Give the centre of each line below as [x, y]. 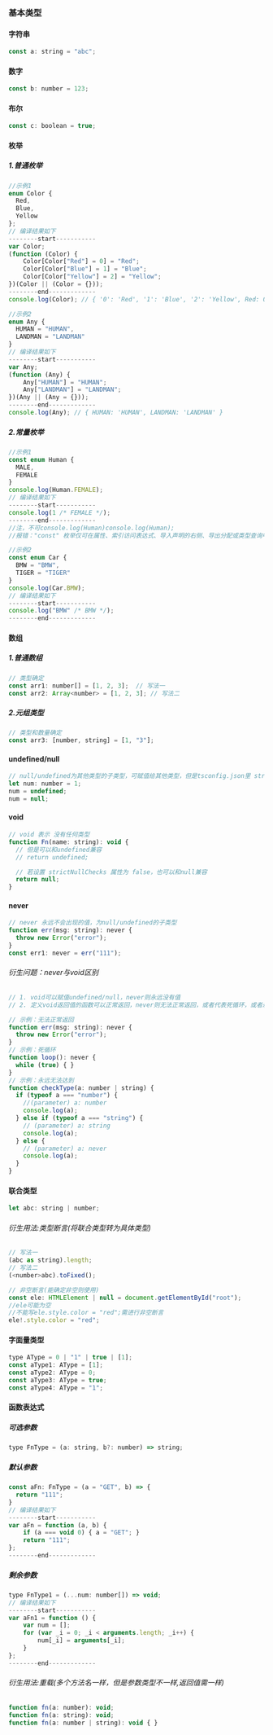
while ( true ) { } [45, 1065]
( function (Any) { [39, 375]
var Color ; [27, 246]
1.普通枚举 [26, 165]
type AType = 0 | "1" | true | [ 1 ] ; [70, 1358]
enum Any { [27, 322]
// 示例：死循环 [32, 1050]
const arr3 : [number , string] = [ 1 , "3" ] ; [81, 740]
